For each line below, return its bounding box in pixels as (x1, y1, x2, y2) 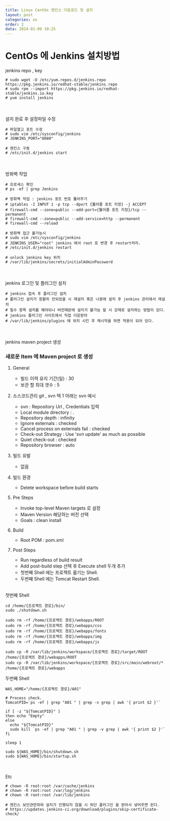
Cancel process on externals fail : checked (20, 426, 110, 432)
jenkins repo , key (5, 68, 42, 74)
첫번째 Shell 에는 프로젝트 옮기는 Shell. (20, 570, 99, 576)
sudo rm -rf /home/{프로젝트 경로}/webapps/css (5, 623, 102, 628)
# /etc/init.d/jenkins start (5, 151, 67, 156)
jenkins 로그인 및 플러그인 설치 (5, 280, 67, 286)
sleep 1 (5, 741, 22, 746)
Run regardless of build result (20, 557, 83, 563)
